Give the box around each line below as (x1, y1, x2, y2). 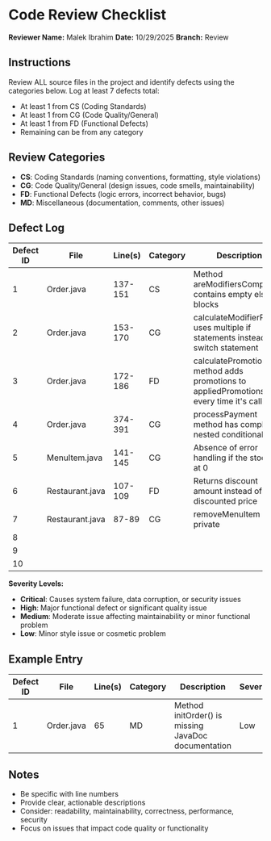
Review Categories (8, 151, 106, 165)
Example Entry (8, 652, 83, 666)
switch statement (193, 342, 259, 354)
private (193, 519, 220, 530)
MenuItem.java (46, 452, 103, 463)
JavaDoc (173, 730, 208, 742)
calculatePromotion (193, 355, 268, 366)
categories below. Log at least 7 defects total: (8, 86, 160, 95)
